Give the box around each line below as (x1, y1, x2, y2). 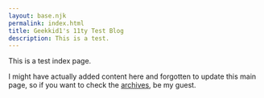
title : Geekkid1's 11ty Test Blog (8, 27, 125, 35)
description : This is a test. (8, 34, 110, 43)
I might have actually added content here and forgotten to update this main (8, 71, 257, 81)
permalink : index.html (8, 19, 85, 27)
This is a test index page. (8, 56, 92, 66)
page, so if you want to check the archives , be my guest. (8, 80, 196, 90)
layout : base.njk (8, 11, 67, 20)
